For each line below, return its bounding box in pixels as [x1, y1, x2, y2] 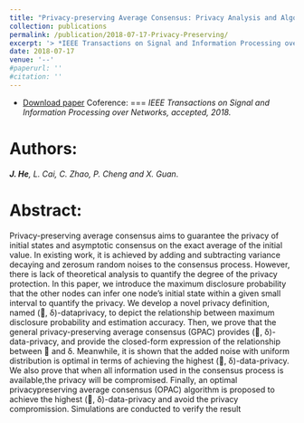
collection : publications [9, 22, 107, 31]
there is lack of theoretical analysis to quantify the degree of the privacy [9, 268, 278, 279]
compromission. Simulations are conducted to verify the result [9, 403, 242, 414]
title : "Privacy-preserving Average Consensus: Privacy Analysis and [9, 13, 278, 23]
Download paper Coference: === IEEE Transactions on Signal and [22, 97, 270, 108]
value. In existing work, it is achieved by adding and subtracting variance [9, 249, 280, 260]
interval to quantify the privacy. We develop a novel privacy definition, [9, 297, 270, 308]
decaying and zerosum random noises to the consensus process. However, [9, 259, 290, 270]
